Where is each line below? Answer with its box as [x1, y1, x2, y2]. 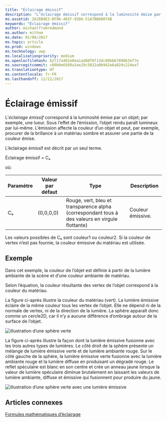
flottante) [66, 221, 88, 228]
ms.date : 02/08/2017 [5, 35, 48, 40]
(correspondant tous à [66, 209, 118, 216]
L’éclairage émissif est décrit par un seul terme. [5, 145, 102, 151]
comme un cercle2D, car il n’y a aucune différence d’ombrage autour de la [5, 313, 158, 319]
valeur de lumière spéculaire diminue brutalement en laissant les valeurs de [5, 369, 160, 375]
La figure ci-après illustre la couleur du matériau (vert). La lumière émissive [5, 297, 159, 303]
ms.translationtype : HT [5, 68, 55, 72]
